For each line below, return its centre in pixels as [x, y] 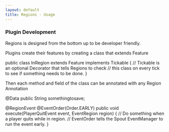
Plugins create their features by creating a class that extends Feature [77, 53]
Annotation [17, 88]
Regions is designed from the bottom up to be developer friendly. [73, 43]
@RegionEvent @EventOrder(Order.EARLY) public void [62, 108]
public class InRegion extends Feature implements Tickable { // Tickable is [82, 62]
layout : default [22, 10]
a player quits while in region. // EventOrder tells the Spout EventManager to [84, 118]
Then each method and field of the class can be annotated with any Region [83, 83]
